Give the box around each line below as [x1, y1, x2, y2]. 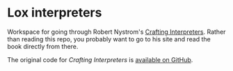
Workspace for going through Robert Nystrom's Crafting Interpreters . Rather [7, 28, 226, 36]
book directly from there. [7, 42, 79, 50]
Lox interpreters [7, 5, 102, 21]
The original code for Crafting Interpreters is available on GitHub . [7, 55, 193, 63]
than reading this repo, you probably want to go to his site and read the [7, 34, 211, 43]
